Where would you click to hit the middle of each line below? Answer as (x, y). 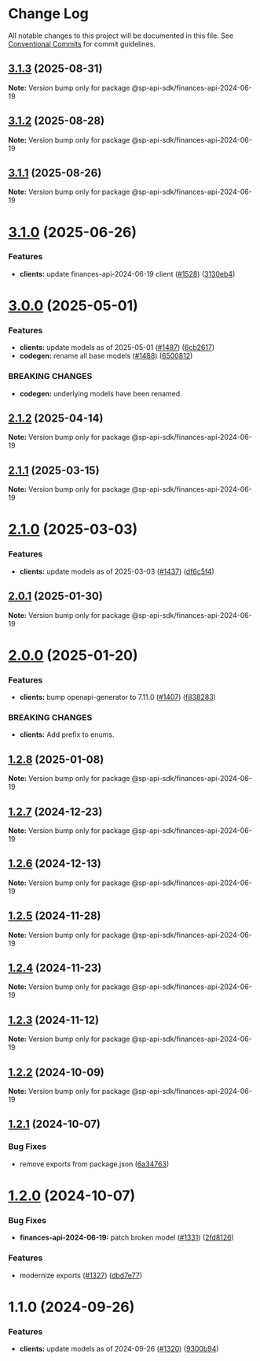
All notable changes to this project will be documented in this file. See (121, 35)
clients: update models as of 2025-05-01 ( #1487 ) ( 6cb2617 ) (117, 348)
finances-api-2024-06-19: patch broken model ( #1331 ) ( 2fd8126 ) (126, 1237)
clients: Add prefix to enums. (67, 734)
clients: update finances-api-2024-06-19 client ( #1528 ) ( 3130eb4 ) (127, 273)
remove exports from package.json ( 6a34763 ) (94, 1164)
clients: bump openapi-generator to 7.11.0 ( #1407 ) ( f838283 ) (117, 697)
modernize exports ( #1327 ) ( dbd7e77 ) (81, 1275)
